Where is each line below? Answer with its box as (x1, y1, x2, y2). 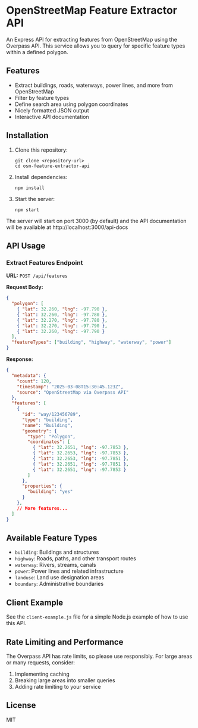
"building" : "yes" (27, 489, 73, 495)
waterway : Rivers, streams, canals (14, 561, 96, 569)
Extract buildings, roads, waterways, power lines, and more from (14, 81, 174, 89)
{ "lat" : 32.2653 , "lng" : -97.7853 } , (32, 450, 129, 456)
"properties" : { (21, 483, 62, 489)
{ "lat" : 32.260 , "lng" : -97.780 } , (17, 312, 108, 318)
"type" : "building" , (21, 417, 73, 423)
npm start (14, 206, 40, 213)
